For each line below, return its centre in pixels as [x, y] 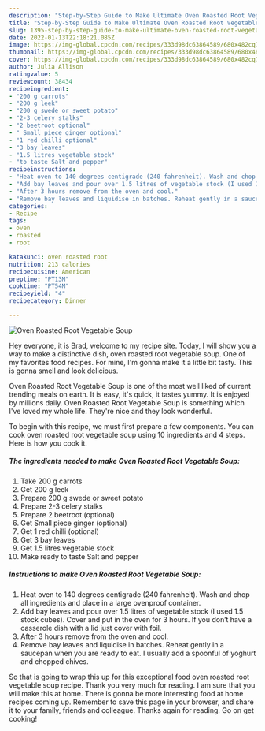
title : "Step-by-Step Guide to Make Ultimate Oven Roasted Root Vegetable [134, 23]
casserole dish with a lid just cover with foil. [91, 628]
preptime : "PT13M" [39, 279]
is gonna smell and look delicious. [64, 371]
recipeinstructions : [43, 170]
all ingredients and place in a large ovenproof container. [110, 602]
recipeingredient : [39, 89]
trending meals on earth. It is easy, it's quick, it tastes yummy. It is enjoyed [129, 394]
